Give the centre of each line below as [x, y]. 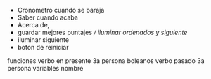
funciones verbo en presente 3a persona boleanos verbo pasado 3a [106, 61]
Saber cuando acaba [48, 17]
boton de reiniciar [43, 47]
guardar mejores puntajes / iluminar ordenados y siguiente [102, 32]
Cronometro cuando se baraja [61, 10]
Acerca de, [33, 25]
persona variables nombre [45, 68]
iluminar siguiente [43, 40]
